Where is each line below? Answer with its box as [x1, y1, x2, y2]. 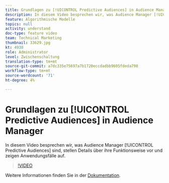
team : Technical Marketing [5, 36, 62, 41]
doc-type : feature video [5, 31, 57, 36]
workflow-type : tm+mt [5, 69, 51, 74]
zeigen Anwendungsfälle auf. [5, 152, 65, 159]
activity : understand [5, 26, 51, 31]
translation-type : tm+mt [5, 59, 57, 64]
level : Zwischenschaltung [5, 54, 59, 59]
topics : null [5, 21, 33, 27]
